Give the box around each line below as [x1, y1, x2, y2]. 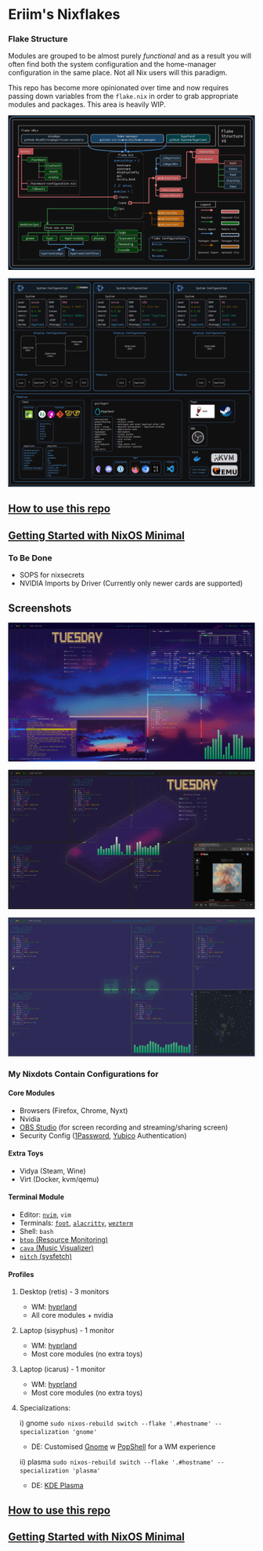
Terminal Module [8, 1192, 65, 1202]
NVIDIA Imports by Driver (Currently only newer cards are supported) [19, 578, 243, 588]
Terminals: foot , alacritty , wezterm [19, 1218, 134, 1228]
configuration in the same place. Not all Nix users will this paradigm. [8, 68, 228, 78]
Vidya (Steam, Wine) [19, 1166, 86, 1175]
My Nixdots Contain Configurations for [8, 1069, 159, 1080]
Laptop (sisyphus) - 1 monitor [19, 1326, 115, 1335]
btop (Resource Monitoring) [19, 1235, 108, 1244]
